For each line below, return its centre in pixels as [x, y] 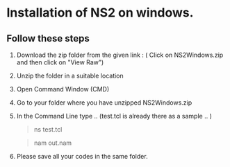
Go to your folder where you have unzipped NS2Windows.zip [104, 103]
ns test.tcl [48, 129]
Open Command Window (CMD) [63, 89]
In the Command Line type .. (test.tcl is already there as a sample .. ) [114, 116]
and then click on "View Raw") [60, 62]
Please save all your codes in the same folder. [82, 156]
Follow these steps [48, 38]
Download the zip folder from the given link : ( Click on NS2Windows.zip [120, 55]
